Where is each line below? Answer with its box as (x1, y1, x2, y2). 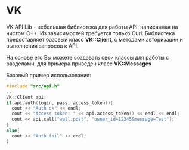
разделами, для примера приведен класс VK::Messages (6, 60, 152, 67)
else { (6, 127, 20, 133)
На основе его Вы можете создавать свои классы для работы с (6, 54, 169, 61)
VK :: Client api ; (6, 94, 47, 100)
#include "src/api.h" (6, 83, 60, 89)
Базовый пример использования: (6, 71, 91, 79)
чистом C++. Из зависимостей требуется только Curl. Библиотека (6, 29, 175, 36)
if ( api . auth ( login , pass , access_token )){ (6, 99, 113, 106)
